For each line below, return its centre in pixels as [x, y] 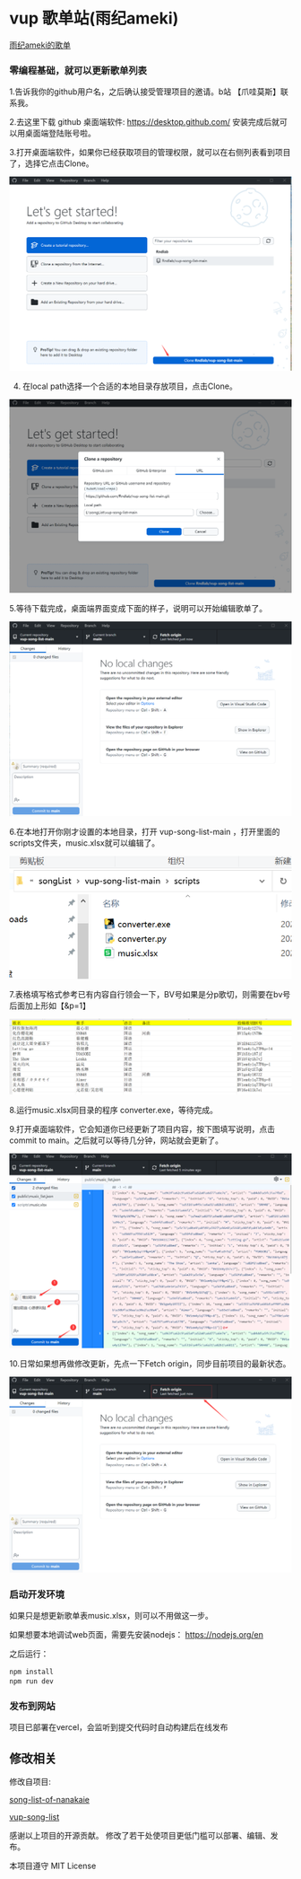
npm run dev [31, 1681]
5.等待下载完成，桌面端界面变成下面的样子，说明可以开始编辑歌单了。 [138, 609]
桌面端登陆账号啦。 [60, 133]
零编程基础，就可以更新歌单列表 [78, 70]
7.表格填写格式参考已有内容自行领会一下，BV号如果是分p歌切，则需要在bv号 [150, 994]
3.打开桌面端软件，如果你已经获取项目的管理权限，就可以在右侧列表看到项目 [150, 153]
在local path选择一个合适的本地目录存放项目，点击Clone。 [129, 386]
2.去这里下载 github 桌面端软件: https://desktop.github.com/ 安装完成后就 [145, 122]
